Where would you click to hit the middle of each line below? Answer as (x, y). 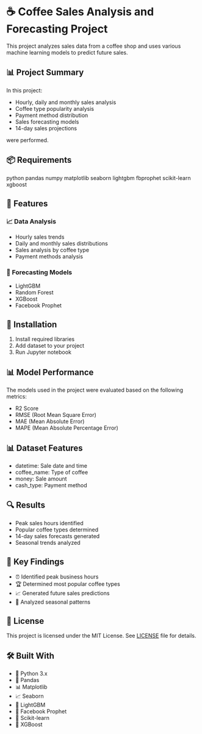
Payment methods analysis (49, 257)
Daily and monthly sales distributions (61, 244)
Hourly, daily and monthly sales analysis (66, 102)
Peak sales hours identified (49, 523)
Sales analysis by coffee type (52, 250)
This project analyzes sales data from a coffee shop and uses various (94, 46)
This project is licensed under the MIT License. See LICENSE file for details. (101, 636)
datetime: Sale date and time (51, 465)
